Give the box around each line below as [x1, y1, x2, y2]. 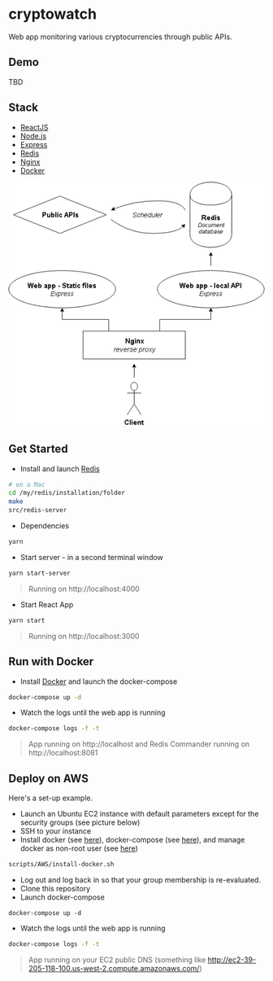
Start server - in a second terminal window [19, 552, 164, 562]
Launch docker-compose [19, 892, 106, 902]
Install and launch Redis [19, 463, 100, 473]
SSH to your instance [19, 826, 92, 836]
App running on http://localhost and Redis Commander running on [28, 739, 250, 749]
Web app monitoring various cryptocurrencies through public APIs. [8, 32, 233, 42]
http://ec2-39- [207, 954, 257, 965]
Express [19, 139, 48, 149]
